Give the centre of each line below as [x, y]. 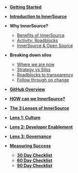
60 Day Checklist [34, 160]
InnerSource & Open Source [45, 45]
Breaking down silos [31, 55]
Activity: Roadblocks [37, 40]
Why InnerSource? [29, 26]
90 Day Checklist [34, 165]
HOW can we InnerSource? [37, 99]
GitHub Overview [27, 89]
